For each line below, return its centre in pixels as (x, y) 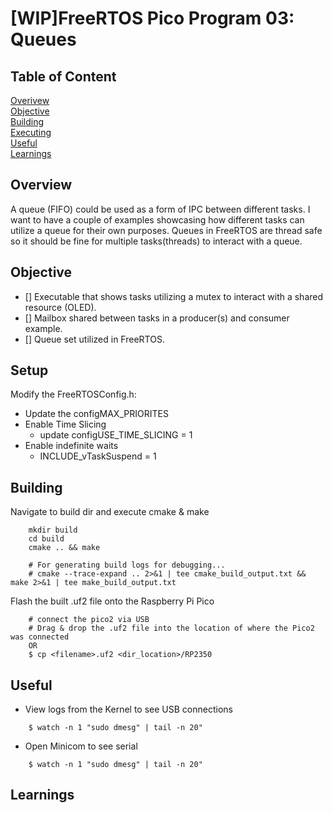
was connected (40, 637)
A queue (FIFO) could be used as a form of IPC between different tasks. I (160, 209)
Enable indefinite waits (71, 446)
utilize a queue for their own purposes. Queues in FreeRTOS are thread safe (166, 230)
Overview (41, 185)
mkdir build (53, 530)
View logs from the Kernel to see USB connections (128, 709)
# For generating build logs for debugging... (127, 565)
